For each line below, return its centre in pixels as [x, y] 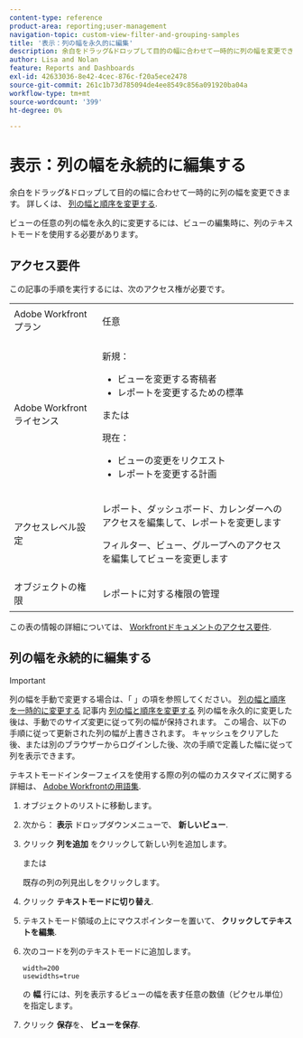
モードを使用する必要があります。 [80, 234]
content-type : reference [56, 18]
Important [28, 680]
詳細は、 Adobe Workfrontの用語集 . [75, 786]
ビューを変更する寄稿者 [167, 379]
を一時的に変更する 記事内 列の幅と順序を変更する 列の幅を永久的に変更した [151, 710]
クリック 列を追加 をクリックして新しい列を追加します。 [127, 844]
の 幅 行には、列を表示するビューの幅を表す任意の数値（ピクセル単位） [155, 994]
